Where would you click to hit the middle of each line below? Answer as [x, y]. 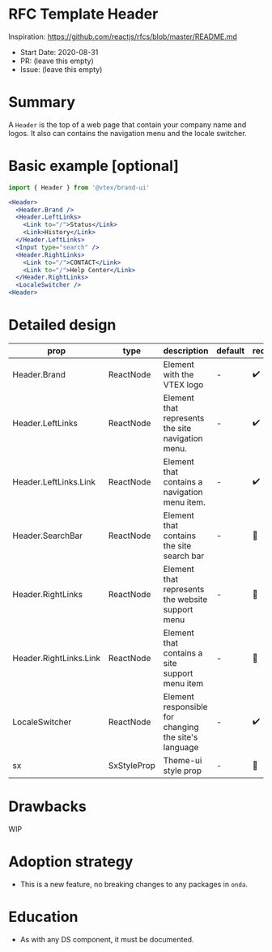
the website [185, 599]
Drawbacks [47, 807]
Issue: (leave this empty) [61, 69]
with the [178, 375]
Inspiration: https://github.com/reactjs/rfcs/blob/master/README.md [123, 36]
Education [43, 917]
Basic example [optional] [94, 166]
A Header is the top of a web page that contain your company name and [127, 124]
